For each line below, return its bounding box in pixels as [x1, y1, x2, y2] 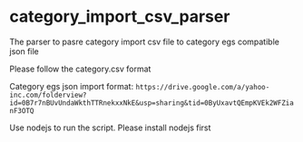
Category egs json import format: [9, 80, 134, 91]
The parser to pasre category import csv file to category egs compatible [9, 36, 279, 47]
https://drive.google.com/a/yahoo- [135, 82, 270, 91]
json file [9, 45, 39, 56]
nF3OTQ [9, 106, 34, 115]
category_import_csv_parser [9, 6, 230, 27]
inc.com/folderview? [9, 90, 88, 99]
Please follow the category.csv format [9, 63, 151, 74]
